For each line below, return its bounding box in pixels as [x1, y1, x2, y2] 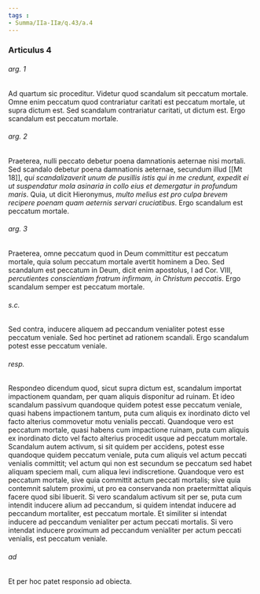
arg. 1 [8, 65, 26, 74]
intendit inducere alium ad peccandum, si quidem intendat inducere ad [8, 500, 237, 510]
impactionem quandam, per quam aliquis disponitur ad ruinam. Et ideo [8, 392, 236, 401]
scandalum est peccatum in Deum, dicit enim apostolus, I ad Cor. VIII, [8, 265, 233, 275]
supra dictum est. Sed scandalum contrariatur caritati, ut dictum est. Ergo [8, 105, 246, 115]
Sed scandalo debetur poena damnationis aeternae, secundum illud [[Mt [8, 164, 243, 174]
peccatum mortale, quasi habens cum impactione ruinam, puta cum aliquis [8, 426, 250, 435]
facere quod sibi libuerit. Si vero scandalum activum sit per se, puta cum [8, 493, 242, 502]
